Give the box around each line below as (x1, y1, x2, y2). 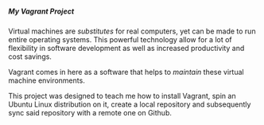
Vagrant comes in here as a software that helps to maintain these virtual (8, 67, 244, 76)
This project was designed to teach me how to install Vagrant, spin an (8, 91, 236, 100)
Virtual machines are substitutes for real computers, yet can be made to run (8, 26, 256, 36)
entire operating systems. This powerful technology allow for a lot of (8, 34, 232, 44)
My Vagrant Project (8, 6, 75, 16)
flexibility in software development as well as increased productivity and (8, 43, 245, 53)
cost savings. (8, 52, 52, 61)
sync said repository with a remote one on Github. (8, 107, 173, 117)
